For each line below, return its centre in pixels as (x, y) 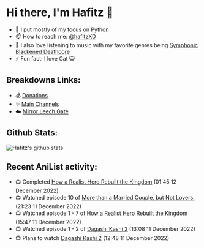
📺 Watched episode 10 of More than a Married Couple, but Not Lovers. (105, 198)
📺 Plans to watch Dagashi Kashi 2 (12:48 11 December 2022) (92, 238)
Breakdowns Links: (43, 80)
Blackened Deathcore (43, 51)
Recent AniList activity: (52, 167)
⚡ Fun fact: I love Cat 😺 (45, 58)
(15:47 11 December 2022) (48, 222)
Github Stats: (32, 133)
